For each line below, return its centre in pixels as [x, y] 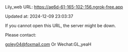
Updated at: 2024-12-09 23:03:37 [39, 16]
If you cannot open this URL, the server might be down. [60, 26]
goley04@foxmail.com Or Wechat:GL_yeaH [48, 44]
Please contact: [21, 35]
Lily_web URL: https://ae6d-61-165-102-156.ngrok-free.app [64, 7]
